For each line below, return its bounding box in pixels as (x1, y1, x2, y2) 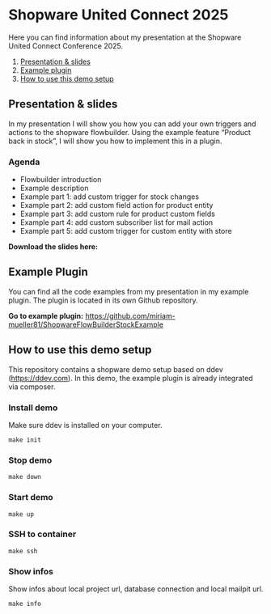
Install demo (8, 402, 58, 413)
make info (8, 600, 42, 608)
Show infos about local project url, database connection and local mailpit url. (8, 584, 264, 594)
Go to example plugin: (8, 311, 83, 320)
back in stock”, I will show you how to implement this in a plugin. (8, 136, 222, 146)
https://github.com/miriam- (84, 311, 176, 320)
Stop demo (8, 455, 53, 466)
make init (8, 435, 42, 444)
